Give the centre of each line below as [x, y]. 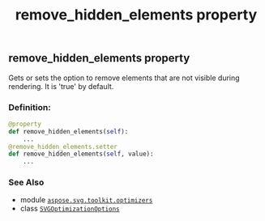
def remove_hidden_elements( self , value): [81, 154]
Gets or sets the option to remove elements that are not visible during [124, 78]
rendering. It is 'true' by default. [61, 86]
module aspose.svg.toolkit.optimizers [86, 200]
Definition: [30, 107]
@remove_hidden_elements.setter [63, 147]
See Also [26, 182]
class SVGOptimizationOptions [70, 209]
